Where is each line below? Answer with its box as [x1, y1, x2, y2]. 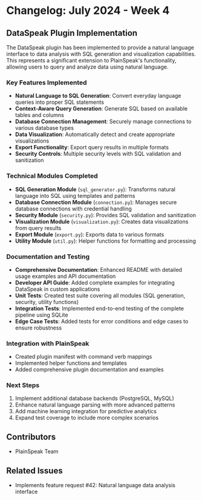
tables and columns [15, 112, 65, 119]
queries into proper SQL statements [15, 98, 105, 106]
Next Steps [6, 381, 40, 390]
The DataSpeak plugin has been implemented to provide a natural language [6, 44, 195, 51]
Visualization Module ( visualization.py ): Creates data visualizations [15, 218, 189, 225]
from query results [15, 224, 62, 231]
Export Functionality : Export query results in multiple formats [15, 144, 169, 151]
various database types [15, 124, 74, 132]
